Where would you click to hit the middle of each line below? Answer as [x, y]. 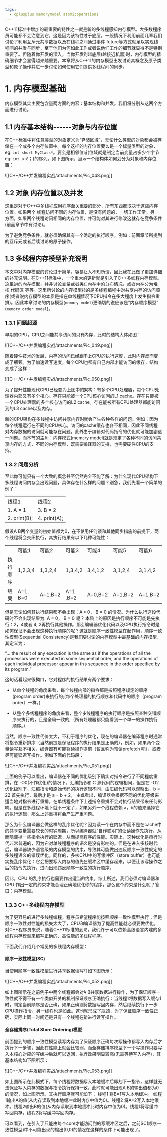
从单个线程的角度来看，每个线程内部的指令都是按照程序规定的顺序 [80, 690]
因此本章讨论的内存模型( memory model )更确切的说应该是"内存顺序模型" [87, 302]
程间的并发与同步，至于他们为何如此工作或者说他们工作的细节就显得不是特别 [83, 48]
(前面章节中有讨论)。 [27, 225]
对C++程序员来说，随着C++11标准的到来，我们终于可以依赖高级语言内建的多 [83, 929]
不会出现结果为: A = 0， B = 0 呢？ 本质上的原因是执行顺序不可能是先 [84, 618]
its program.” [18, 669]
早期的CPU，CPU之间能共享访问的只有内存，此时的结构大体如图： [73, 335]
